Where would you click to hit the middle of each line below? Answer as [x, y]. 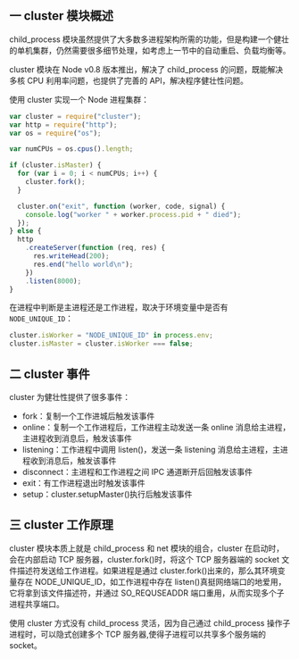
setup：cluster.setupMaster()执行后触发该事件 [107, 494]
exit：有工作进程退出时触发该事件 [83, 483]
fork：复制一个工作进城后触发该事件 [88, 416]
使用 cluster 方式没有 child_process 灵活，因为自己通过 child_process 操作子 [150, 622]
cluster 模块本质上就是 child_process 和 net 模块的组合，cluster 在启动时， [146, 548]
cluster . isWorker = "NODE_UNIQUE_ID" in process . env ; [112, 336]
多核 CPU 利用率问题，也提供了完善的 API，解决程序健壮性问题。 [129, 80]
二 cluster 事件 [50, 374]
